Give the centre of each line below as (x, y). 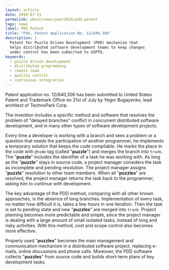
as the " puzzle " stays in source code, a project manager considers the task (83, 162)
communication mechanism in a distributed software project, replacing (78, 246)
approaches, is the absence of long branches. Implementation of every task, (84, 198)
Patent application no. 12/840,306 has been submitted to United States (79, 94)
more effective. (21, 231)
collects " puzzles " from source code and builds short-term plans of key (80, 256)
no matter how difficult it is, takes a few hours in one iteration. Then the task (84, 204)
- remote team (24, 71)
